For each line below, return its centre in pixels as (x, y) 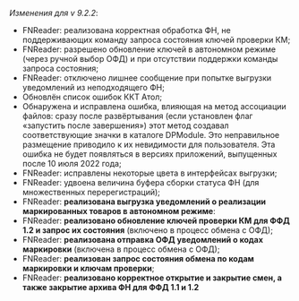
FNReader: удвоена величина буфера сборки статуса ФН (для (141, 182)
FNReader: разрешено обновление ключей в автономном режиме (149, 49)
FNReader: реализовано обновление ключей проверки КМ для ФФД (156, 220)
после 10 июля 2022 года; (72, 163)
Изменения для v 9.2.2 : (54, 13)
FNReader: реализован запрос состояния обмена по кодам (138, 258)
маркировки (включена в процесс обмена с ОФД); (121, 249)
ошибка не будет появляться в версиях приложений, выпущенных (149, 154)
